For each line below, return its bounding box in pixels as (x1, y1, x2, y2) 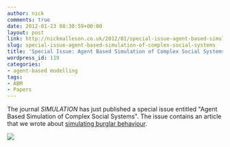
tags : (7, 73, 23, 81)
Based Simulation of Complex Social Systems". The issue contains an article (7, 112, 222, 120)
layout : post (7, 29, 44, 36)
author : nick (7, 10, 44, 17)
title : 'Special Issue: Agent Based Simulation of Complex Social (7, 49, 201, 55)
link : (7, 36, 23, 42)
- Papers (7, 86, 32, 93)
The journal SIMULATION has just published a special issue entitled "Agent (7, 105, 218, 113)
